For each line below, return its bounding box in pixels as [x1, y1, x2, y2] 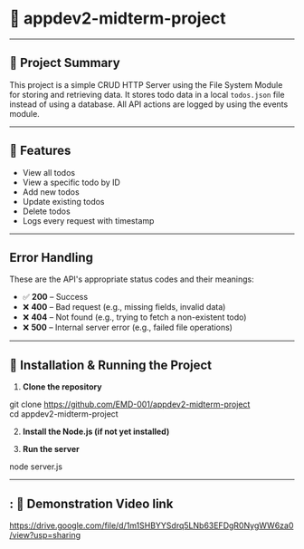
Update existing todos [22, 196, 105, 207]
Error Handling [9, 249, 93, 265]
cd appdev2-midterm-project [9, 409, 119, 419]
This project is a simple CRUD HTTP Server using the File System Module [9, 79, 283, 90]
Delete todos [22, 206, 71, 217]
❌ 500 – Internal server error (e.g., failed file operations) [22, 322, 233, 333]
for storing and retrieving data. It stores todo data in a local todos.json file [9, 89, 285, 100]
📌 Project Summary [9, 55, 120, 71]
